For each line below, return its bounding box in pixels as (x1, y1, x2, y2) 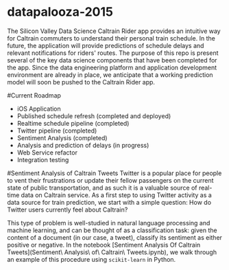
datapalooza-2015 (7, 4, 113, 20)
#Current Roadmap (7, 91, 62, 100)
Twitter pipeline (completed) (16, 126, 97, 135)
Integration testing (16, 155, 69, 164)
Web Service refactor (16, 148, 77, 157)
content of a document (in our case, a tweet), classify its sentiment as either (7, 233, 223, 241)
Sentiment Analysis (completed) (16, 133, 108, 142)
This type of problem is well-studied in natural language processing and (7, 218, 210, 227)
